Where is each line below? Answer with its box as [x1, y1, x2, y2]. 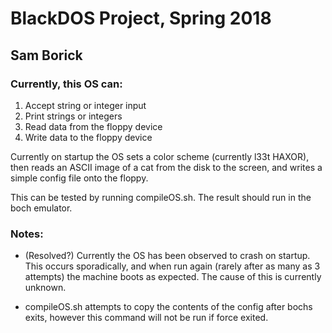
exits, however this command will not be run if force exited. [24, 312, 269, 324]
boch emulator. [10, 202, 73, 214]
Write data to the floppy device [24, 131, 153, 143]
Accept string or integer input [24, 99, 147, 111]
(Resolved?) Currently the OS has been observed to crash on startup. [24, 250, 311, 262]
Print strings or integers [24, 110, 123, 122]
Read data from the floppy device [24, 120, 163, 132]
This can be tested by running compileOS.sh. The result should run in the [10, 191, 312, 203]
